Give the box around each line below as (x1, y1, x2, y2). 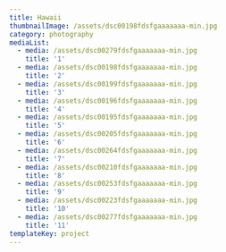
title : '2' (25, 71, 66, 80)
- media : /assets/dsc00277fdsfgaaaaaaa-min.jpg (17, 212, 198, 222)
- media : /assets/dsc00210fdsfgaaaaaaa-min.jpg (17, 163, 198, 172)
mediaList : (9, 38, 50, 47)
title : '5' (25, 122, 66, 130)
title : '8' (25, 171, 66, 180)
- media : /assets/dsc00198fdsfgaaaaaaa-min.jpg (17, 63, 198, 72)
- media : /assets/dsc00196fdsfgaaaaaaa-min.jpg (17, 96, 198, 105)
